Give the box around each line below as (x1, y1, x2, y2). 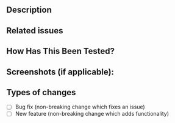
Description (6, 5, 52, 15)
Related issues (6, 25, 63, 36)
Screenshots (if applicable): (6, 67, 115, 77)
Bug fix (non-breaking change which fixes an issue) (15, 103, 145, 111)
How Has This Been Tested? (6, 46, 115, 56)
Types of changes (6, 87, 76, 98)
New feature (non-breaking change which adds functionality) (15, 110, 170, 118)
